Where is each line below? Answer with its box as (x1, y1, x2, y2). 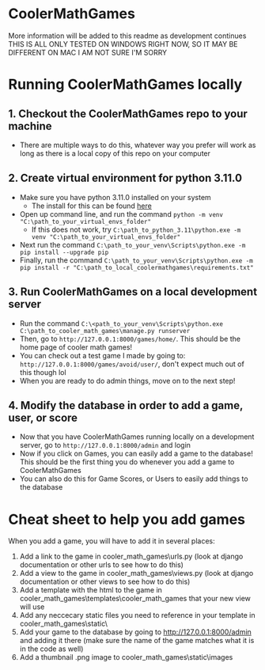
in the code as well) (19, 644, 84, 653)
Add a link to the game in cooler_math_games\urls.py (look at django (19, 551, 244, 562)
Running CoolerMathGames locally (8, 76, 243, 93)
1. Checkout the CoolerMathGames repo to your (8, 107, 248, 120)
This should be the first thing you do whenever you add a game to (19, 457, 235, 467)
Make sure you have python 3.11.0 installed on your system (19, 192, 211, 202)
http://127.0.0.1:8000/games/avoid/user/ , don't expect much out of (19, 359, 245, 369)
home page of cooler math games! (19, 342, 133, 352)
